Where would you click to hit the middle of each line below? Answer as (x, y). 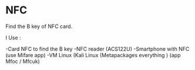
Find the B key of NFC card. (39, 26)
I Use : (13, 37)
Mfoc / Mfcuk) (23, 61)
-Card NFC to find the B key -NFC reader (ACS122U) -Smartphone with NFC (97, 49)
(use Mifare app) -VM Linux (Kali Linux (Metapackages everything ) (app (93, 55)
